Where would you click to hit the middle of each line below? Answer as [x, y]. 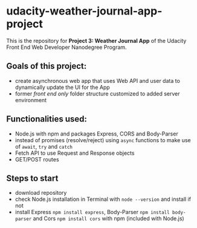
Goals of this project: [47, 66]
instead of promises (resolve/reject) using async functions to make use [103, 140]
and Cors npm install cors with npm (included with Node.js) [108, 218]
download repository [41, 193]
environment [31, 100]
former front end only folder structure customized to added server [97, 93]
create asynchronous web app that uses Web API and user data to [97, 80]
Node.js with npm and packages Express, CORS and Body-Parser [96, 134]
